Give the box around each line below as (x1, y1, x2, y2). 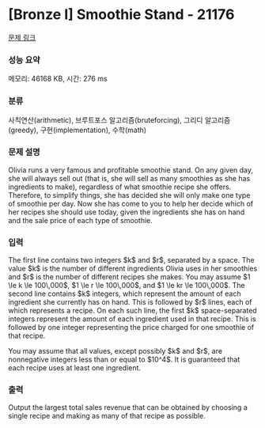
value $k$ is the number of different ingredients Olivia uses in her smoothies (8, 263, 258, 274)
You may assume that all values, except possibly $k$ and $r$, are (8, 347, 223, 356)
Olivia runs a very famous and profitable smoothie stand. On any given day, (8, 165, 254, 175)
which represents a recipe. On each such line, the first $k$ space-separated (8, 306, 257, 316)
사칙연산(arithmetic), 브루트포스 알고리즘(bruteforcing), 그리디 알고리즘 (8, 115, 231, 124)
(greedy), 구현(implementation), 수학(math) (8, 125, 147, 134)
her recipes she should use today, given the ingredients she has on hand (8, 207, 245, 217)
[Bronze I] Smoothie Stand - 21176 (8, 6, 235, 24)
